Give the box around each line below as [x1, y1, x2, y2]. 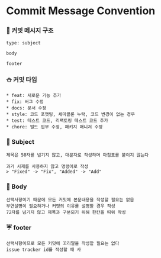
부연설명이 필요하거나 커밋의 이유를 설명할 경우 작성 [6, 203, 115, 209]
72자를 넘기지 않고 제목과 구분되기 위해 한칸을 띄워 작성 [6, 209, 126, 215]
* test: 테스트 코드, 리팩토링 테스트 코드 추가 [6, 117, 108, 124]
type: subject [6, 40, 41, 46]
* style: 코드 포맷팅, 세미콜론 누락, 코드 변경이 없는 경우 [6, 111, 135, 117]
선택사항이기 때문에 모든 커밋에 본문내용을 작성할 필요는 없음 [6, 197, 134, 203]
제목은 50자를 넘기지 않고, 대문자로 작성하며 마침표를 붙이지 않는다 [6, 152, 149, 158]
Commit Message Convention [6, 4, 156, 18]
